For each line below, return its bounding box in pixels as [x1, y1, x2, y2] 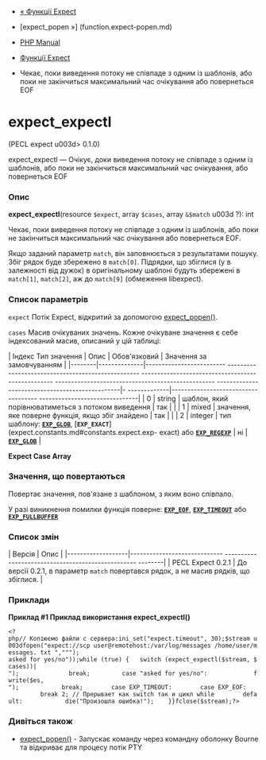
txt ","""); [40, 649, 80, 657]
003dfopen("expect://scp [8, 642, 91, 650]
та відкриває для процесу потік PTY [19, 743, 143, 752]
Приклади [8, 595, 50, 606]
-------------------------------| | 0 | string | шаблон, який [38, 394, 229, 403]
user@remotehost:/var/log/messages [93, 642, 212, 650]
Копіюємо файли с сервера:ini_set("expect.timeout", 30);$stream [29, 635, 250, 643]
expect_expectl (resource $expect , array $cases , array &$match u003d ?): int [8, 210, 254, 219]
